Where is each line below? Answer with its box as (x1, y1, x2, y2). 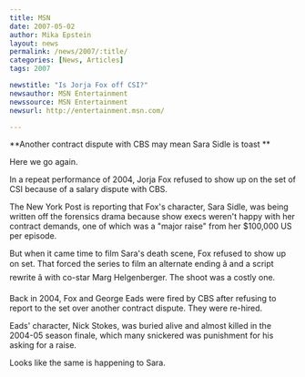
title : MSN (9, 13, 51, 23)
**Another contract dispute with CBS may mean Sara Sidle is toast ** (9, 138, 270, 150)
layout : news (9, 38, 59, 48)
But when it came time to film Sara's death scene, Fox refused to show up (9, 248, 287, 260)
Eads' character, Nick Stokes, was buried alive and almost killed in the (9, 321, 271, 331)
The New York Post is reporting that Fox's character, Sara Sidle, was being (9, 201, 289, 212)
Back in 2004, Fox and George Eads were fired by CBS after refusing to (9, 293, 277, 304)
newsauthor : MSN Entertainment (9, 88, 128, 98)
